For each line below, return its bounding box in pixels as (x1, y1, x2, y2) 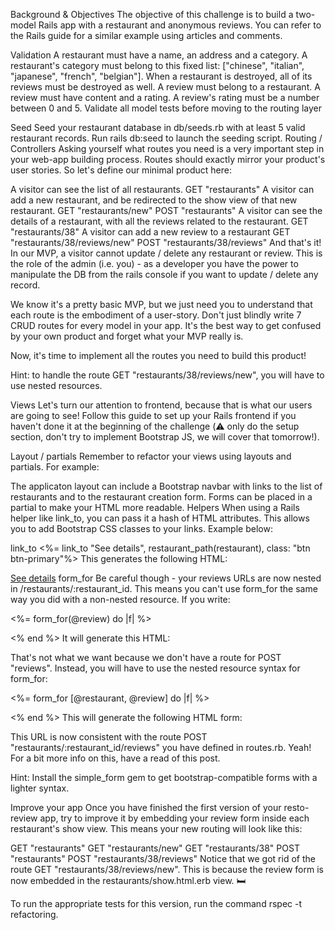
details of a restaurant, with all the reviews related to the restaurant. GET (10, 215, 309, 227)
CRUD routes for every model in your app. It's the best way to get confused (10, 320, 322, 331)
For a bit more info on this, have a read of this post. (10, 752, 221, 764)
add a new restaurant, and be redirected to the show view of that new (10, 194, 298, 206)
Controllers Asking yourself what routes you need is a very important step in (10, 143, 325, 154)
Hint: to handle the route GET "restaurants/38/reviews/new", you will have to (10, 369, 325, 381)
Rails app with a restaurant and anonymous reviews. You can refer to (38, 19, 322, 31)
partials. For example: (10, 461, 100, 473)
